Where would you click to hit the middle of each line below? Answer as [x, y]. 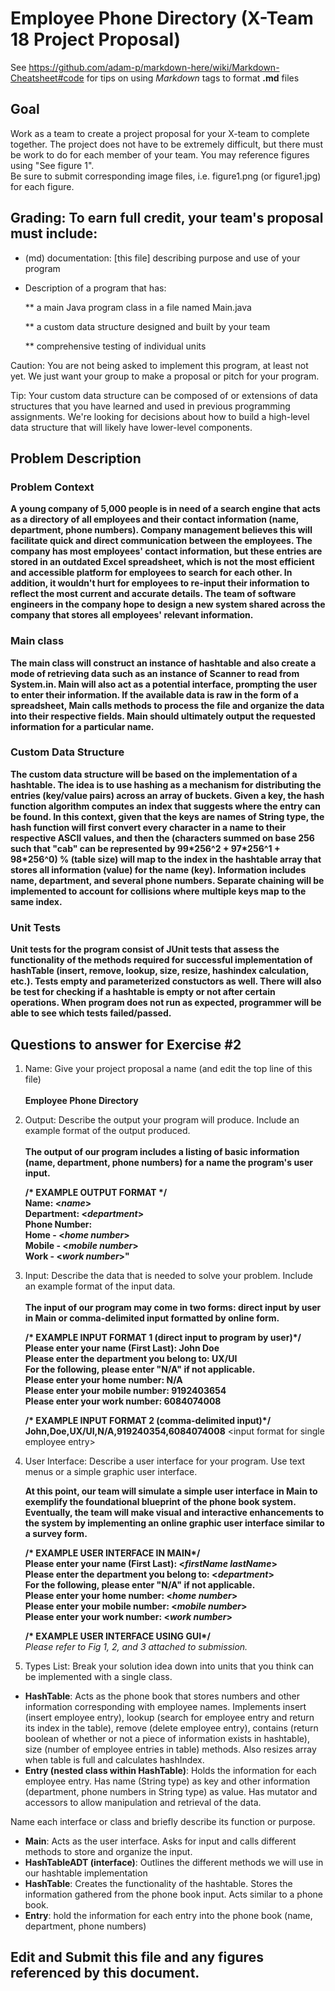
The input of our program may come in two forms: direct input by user [173, 1307]
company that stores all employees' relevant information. [132, 615]
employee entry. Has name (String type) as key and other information [167, 1781]
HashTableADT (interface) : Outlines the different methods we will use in [174, 1862]
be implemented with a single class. [98, 1676]
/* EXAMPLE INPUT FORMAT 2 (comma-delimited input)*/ [148, 1420]
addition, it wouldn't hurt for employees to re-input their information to [160, 583]
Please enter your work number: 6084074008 [123, 1401]
